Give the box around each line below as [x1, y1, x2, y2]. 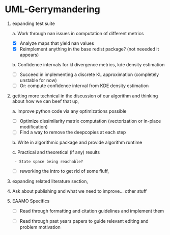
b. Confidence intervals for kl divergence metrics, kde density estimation [12, 62, 165, 68]
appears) [19, 52, 39, 58]
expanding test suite [12, 20, 55, 27]
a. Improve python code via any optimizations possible [12, 108, 127, 114]
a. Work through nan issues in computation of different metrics [12, 30, 144, 36]
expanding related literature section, [12, 178, 89, 185]
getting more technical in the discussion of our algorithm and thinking [12, 93, 158, 99]
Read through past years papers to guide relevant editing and [19, 218, 149, 224]
